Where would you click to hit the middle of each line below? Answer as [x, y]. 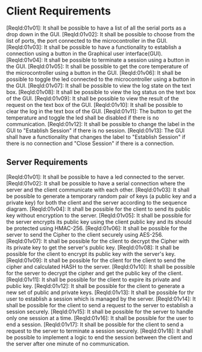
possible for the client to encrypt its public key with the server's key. [91, 254]
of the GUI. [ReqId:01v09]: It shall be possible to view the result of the [93, 98]
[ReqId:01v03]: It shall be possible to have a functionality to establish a [94, 47]
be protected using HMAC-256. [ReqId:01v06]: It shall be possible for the [97, 228]
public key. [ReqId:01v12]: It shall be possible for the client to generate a [96, 286]
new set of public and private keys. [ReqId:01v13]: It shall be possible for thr [100, 292]
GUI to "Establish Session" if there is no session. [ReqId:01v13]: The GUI [96, 130]
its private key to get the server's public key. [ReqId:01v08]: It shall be [93, 247]
